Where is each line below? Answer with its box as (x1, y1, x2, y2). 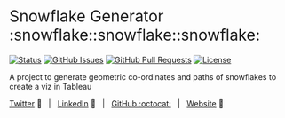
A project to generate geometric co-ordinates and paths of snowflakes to (9, 71, 277, 82)
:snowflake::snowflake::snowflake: (9, 25, 260, 45)
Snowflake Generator (9, 6, 164, 27)
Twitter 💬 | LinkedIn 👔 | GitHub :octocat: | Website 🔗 (9, 98, 225, 108)
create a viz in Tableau (9, 81, 92, 91)
